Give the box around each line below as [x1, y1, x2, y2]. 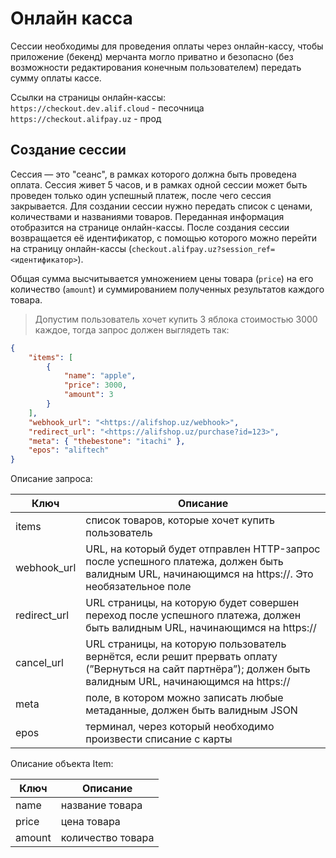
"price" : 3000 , [63, 380, 128, 391]
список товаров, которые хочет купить [85, 513, 275, 527]
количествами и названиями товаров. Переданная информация [10, 210, 285, 222]
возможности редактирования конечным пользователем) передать [10, 61, 302, 73]
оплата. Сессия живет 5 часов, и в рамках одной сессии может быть [10, 178, 308, 191]
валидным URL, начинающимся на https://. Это [85, 567, 314, 581]
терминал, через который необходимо [85, 720, 275, 734]
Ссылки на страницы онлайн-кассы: [10, 91, 167, 103]
